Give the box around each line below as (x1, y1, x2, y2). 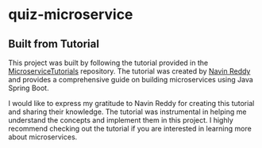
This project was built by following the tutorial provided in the (8, 58, 209, 67)
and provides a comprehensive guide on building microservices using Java (8, 75, 254, 84)
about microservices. (8, 132, 78, 142)
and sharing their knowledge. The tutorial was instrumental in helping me (8, 107, 247, 116)
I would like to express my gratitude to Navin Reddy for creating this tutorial (8, 99, 255, 108)
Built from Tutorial (8, 37, 99, 51)
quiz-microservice (8, 6, 133, 24)
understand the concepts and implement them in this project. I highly (8, 116, 234, 124)
